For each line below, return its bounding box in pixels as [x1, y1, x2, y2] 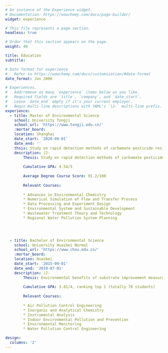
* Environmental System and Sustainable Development [23, 206, 135, 211]
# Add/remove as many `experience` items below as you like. [5, 90, 140, 95]
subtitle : [5, 58, 26, 63]
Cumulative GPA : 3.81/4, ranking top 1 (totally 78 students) [23, 284, 155, 289]
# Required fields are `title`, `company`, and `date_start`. [5, 95, 142, 100]
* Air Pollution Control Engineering [23, 303, 101, 308]
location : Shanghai [14, 132, 55, 137]
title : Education [5, 53, 41, 58]
